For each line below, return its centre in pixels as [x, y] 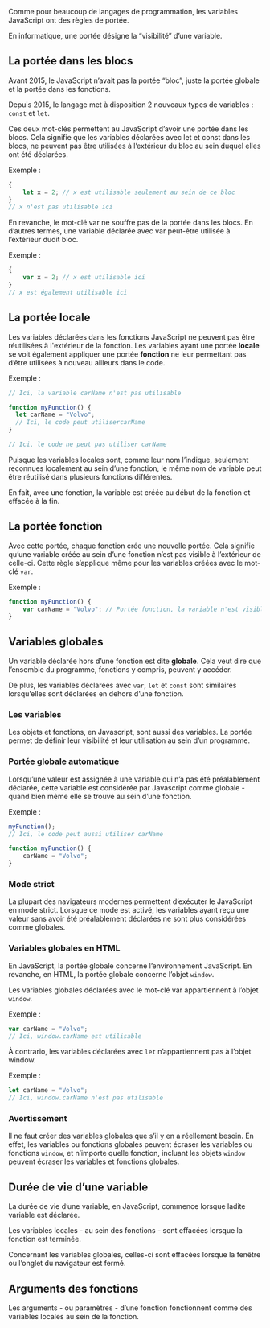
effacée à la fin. [34, 501]
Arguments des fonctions [74, 1288]
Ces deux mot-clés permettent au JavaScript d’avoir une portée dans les [129, 129]
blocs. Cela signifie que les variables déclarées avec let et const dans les [129, 137]
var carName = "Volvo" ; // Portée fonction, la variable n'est [131, 609]
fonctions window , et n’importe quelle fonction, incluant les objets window [127, 1153]
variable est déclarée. [44, 1215]
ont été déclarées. [38, 154]
